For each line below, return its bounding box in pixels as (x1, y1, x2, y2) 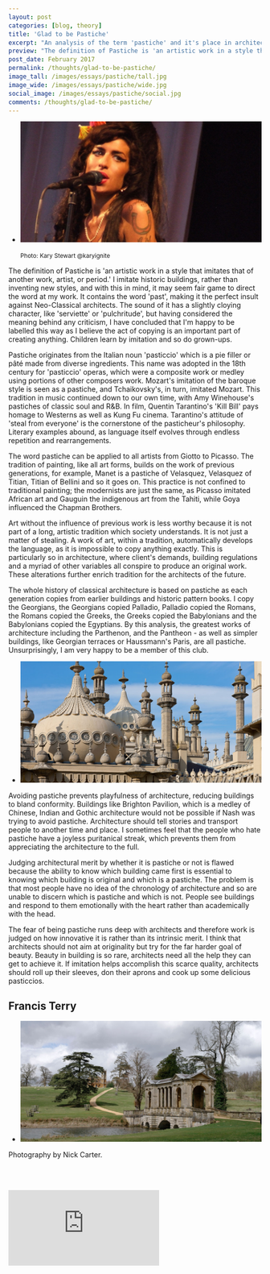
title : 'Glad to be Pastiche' (8, 30, 110, 38)
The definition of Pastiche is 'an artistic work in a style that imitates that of (8, 266, 254, 276)
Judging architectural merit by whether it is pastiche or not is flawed (8, 857, 235, 867)
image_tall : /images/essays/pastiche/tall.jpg (8, 73, 167, 81)
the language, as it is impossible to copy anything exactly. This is (8, 544, 223, 554)
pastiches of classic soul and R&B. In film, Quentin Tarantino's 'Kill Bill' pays (8, 401, 259, 411)
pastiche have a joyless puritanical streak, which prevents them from (8, 833, 236, 843)
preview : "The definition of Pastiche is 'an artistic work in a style (8, 47, 253, 56)
